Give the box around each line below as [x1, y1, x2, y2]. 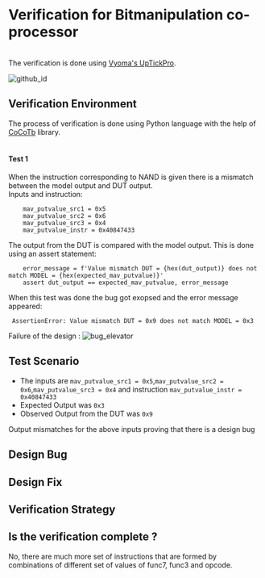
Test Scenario [8, 354, 80, 368]
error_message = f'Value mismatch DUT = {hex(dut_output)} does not [23, 264, 258, 272]
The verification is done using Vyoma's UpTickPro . [8, 58, 176, 68]
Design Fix [8, 475, 63, 489]
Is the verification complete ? [8, 530, 158, 544]
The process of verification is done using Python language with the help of [8, 119, 256, 128]
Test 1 [8, 154, 28, 164]
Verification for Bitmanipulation [8, 6, 224, 24]
